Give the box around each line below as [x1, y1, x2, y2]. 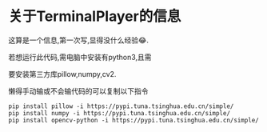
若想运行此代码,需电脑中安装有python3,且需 [8, 52, 152, 62]
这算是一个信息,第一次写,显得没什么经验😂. [8, 35, 149, 45]
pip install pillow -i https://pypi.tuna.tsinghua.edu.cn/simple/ [8, 102, 234, 110]
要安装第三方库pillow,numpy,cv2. [8, 69, 117, 78]
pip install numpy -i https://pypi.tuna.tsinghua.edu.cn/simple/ [8, 109, 230, 117]
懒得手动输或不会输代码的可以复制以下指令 [8, 86, 149, 96]
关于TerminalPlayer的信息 [8, 7, 181, 26]
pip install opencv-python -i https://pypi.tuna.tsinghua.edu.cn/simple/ [8, 116, 260, 124]
